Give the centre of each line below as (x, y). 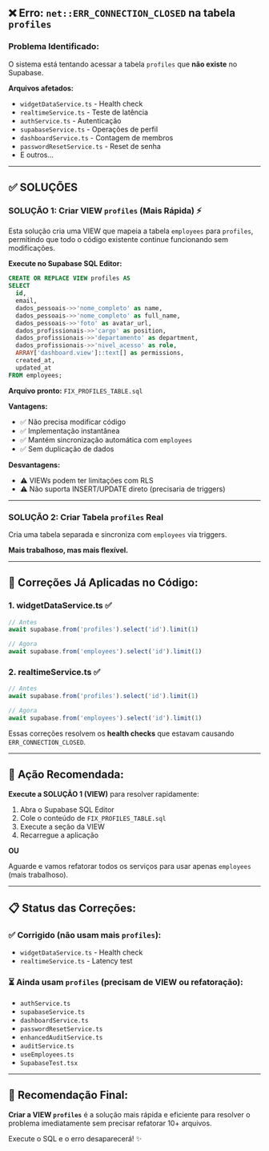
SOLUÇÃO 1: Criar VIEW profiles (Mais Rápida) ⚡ (105, 210)
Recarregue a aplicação (59, 835)
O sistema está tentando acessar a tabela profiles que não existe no (123, 64)
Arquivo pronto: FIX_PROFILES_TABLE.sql (76, 390)
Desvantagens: (34, 465)
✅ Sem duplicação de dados (67, 449)
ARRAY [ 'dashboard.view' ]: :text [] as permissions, (100, 353)
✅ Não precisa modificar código (73, 422)
